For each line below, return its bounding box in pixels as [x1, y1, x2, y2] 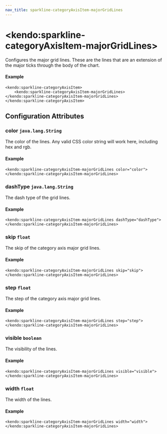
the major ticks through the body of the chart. [5, 62, 100, 68]
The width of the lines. [5, 396, 52, 403]
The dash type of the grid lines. [5, 194, 71, 201]
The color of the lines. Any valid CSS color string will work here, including [5, 139, 158, 145]
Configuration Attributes [5, 112, 84, 121]
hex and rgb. [5, 144, 32, 150]
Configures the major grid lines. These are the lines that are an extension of [5, 57, 162, 63]
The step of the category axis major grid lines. [5, 295, 101, 301]
